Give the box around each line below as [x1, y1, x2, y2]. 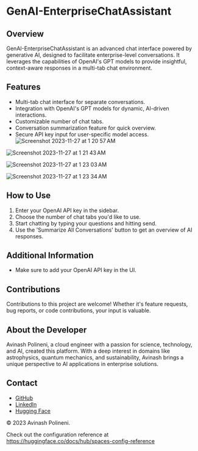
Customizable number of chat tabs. [15, 117, 104, 125]
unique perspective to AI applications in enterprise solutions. [6, 361, 159, 368]
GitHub [15, 394, 34, 402]
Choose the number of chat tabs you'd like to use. [15, 213, 141, 221]
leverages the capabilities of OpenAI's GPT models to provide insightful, [6, 58, 187, 65]
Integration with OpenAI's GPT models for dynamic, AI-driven [15, 105, 169, 112]
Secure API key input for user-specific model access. [15, 130, 149, 138]
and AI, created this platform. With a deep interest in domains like [6, 347, 171, 355]
